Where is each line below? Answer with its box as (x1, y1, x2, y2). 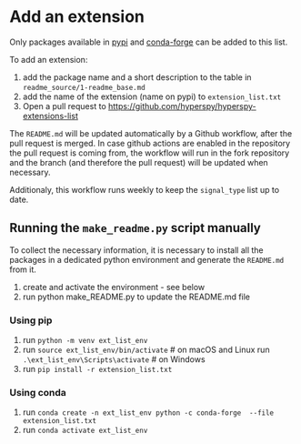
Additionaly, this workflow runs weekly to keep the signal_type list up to (9, 184, 280, 195)
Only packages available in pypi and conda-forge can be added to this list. (9, 36, 288, 47)
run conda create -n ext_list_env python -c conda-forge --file (22, 407, 275, 418)
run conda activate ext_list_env (22, 425, 148, 436)
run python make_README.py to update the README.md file (22, 291, 251, 302)
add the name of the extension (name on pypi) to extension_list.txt (22, 91, 282, 102)
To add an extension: (9, 54, 88, 65)
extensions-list (22, 110, 79, 121)
